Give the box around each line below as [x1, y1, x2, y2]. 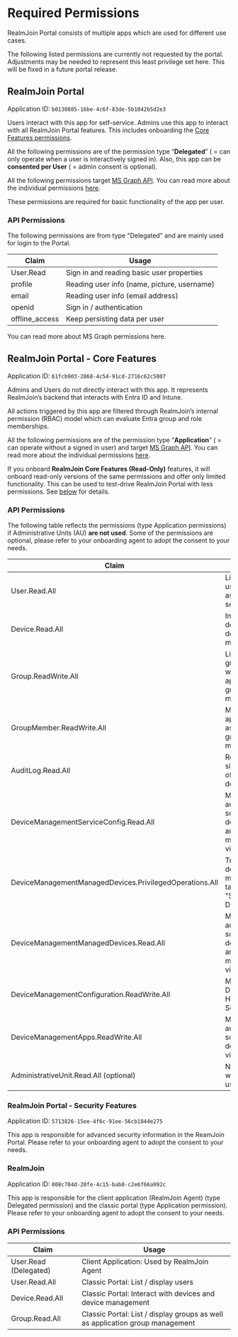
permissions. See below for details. [7, 487, 110, 496]
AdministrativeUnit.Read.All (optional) [11, 1070, 136, 1080]
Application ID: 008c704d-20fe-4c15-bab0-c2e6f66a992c [7, 1179, 166, 1188]
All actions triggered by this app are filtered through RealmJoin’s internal [7, 407, 218, 415]
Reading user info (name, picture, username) [66, 279, 215, 289]
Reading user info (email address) [66, 291, 178, 301]
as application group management [81, 1318, 195, 1328]
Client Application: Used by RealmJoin [81, 1257, 209, 1267]
